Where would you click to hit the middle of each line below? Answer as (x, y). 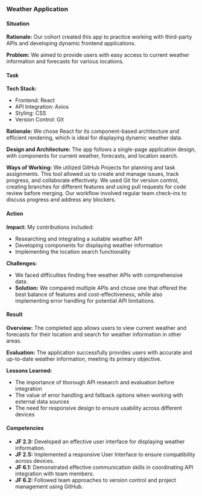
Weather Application (37, 9)
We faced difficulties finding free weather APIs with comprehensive (99, 275)
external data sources (42, 401)
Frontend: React (35, 100)
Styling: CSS (30, 113)
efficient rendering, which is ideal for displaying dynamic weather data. (94, 138)
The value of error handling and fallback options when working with (99, 395)
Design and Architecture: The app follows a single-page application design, (101, 149)
